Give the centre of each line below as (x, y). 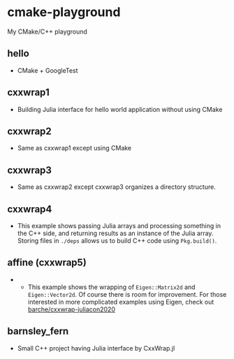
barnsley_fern (38, 331)
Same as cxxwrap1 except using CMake (74, 148)
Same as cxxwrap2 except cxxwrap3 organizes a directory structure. (117, 187)
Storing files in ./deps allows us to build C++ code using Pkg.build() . (117, 241)
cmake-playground (64, 12)
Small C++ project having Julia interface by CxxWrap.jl (96, 348)
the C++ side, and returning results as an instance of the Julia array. (115, 233)
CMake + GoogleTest (47, 70)
